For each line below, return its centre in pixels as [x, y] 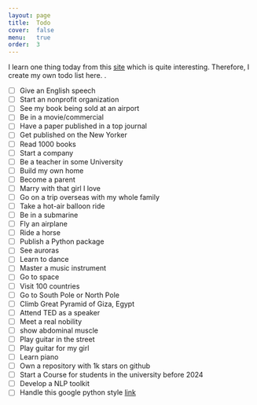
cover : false [31, 30]
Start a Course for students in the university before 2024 [111, 375]
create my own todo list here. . [57, 75]
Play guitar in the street [57, 339]
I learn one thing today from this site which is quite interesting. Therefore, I [129, 67]
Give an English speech [57, 90]
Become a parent [48, 179]
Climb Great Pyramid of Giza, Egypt [77, 304]
